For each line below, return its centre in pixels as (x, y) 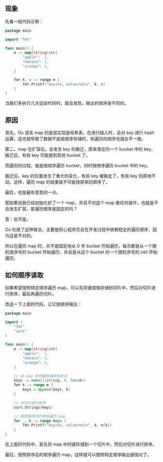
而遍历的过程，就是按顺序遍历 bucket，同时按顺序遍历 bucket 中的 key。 (78, 166)
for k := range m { (34, 385)
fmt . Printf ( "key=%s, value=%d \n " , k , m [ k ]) (67, 425)
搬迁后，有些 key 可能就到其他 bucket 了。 (48, 155)
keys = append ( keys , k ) (46, 390)
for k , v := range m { (37, 79)
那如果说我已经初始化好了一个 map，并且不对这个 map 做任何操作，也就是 (80, 203)
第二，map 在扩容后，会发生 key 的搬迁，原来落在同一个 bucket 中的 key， (80, 149)
